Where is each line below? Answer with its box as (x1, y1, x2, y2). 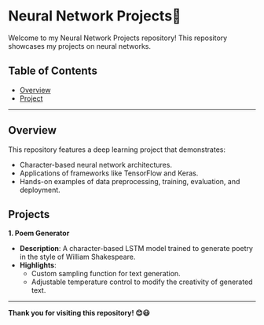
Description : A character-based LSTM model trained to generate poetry (19, 244, 254, 253)
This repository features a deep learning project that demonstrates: (8, 145, 226, 154)
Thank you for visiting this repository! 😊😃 (8, 308, 151, 318)
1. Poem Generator (8, 228, 70, 238)
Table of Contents (8, 65, 98, 78)
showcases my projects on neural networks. (8, 41, 152, 50)
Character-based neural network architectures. (19, 160, 173, 169)
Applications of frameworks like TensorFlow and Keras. (19, 168, 199, 178)
